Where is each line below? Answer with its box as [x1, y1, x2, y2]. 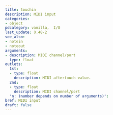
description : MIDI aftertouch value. [14, 75, 91, 80]
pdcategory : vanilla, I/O [5, 25, 60, 30]
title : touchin [5, 7, 36, 12]
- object [5, 21, 23, 26]
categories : [5, 16, 29, 21]
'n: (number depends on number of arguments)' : [9, 93, 109, 98]
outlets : [5, 62, 23, 67]
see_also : [5, 35, 26, 40]
